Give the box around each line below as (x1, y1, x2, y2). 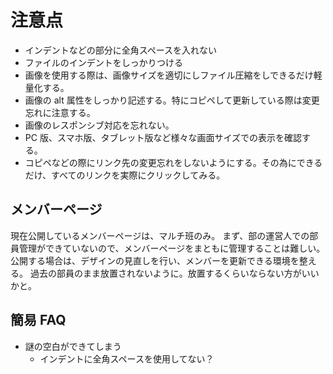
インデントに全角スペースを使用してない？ (39, 352, 215, 365)
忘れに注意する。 (24, 106, 96, 118)
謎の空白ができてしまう (24, 340, 122, 352)
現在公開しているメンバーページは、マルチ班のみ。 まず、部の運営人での (10, 229, 310, 241)
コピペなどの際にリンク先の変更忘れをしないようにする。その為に (24, 156, 297, 168)
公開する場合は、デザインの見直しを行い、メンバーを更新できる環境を (10, 254, 300, 266)
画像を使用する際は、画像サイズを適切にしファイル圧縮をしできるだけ (24, 69, 314, 81)
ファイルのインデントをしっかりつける (24, 56, 183, 68)
